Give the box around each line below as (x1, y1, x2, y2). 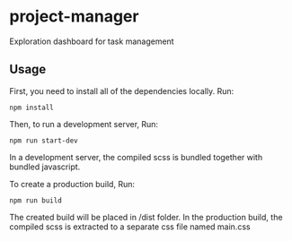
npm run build (9, 195, 63, 205)
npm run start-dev (9, 136, 78, 145)
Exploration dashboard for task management (9, 36, 174, 47)
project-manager (9, 6, 139, 27)
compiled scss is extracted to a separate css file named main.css (9, 221, 251, 232)
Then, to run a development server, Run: (9, 118, 159, 129)
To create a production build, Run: (9, 178, 136, 189)
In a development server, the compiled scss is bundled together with (9, 151, 263, 162)
